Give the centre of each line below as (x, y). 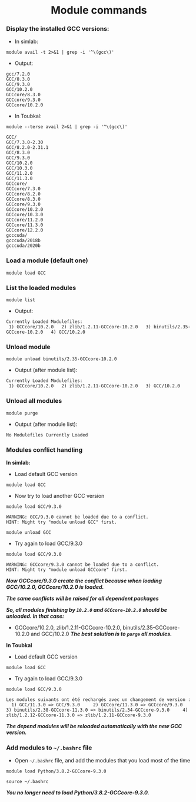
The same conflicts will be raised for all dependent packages (82, 598)
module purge (22, 413)
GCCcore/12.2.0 (25, 230)
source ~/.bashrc (27, 782)
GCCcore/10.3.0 (25, 215)
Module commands (99, 10)
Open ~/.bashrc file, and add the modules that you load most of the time (102, 761)
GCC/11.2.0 (19, 174)
